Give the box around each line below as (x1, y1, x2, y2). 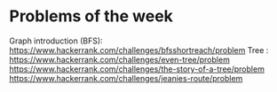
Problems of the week (9, 6, 173, 27)
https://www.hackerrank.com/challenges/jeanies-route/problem (9, 73, 243, 83)
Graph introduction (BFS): (9, 35, 104, 46)
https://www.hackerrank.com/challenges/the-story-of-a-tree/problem (9, 64, 265, 74)
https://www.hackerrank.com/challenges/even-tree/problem (9, 54, 231, 65)
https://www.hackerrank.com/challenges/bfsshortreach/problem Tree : (9, 44, 269, 55)
